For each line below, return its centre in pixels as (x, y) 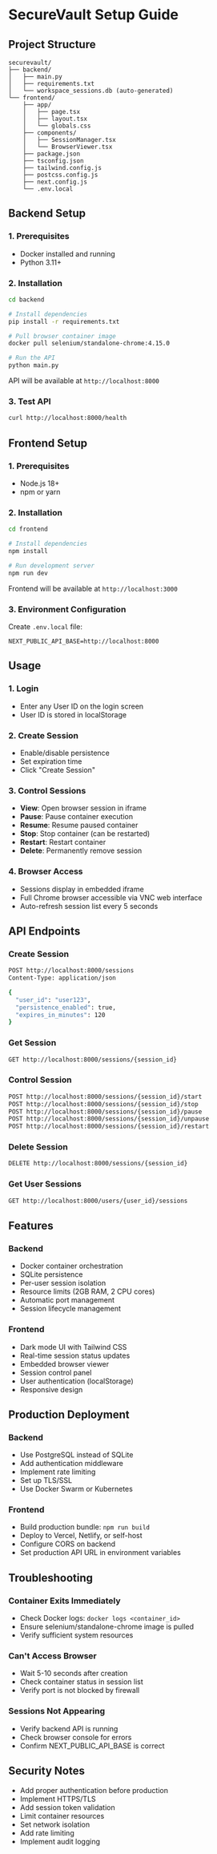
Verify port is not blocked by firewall (80, 1690)
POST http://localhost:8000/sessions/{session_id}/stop (103, 1104)
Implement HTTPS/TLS (58, 1799)
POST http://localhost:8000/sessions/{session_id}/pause (105, 1112)
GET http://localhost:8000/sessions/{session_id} (93, 1060)
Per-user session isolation (63, 1283)
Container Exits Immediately (65, 1601)
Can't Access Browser (53, 1656)
